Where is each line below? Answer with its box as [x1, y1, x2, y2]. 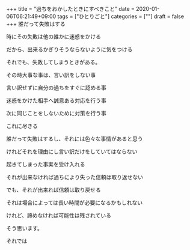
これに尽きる [6, 123, 38, 129]
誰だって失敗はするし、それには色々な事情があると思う [6, 135, 143, 142]
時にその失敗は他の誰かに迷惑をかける [6, 33, 101, 40]
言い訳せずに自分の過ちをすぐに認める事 [6, 84, 106, 91]
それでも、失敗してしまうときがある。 [6, 59, 101, 66]
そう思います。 [6, 225, 43, 231]
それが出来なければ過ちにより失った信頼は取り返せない [6, 174, 143, 180]
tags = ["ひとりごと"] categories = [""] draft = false [57, 13, 185, 20]
